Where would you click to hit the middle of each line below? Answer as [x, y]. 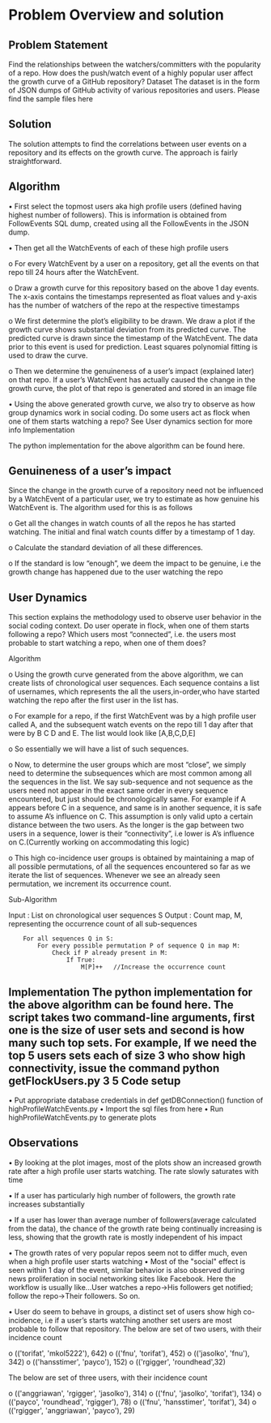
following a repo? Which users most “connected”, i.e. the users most [122, 634]
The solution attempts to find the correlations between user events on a [127, 144]
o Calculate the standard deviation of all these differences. [106, 548]
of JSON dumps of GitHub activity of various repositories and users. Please [134, 90]
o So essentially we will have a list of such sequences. [99, 749]
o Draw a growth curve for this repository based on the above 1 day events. [134, 288]
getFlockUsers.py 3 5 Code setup [95, 1081]
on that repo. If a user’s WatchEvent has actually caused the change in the [132, 380]
